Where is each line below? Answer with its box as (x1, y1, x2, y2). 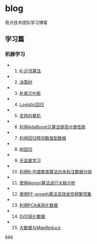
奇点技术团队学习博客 (5, 19, 48, 25)
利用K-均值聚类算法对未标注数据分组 (19, 168, 92, 174)
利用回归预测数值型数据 (19, 135, 66, 141)
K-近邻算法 (19, 68, 41, 74)
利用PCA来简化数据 (19, 202, 58, 208)
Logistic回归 (19, 101, 44, 107)
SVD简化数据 (19, 213, 46, 219)
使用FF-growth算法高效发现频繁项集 (19, 191, 92, 197)
